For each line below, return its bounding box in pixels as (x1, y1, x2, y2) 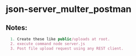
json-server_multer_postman (6, 3, 132, 15)
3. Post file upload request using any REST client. (10, 46, 124, 51)
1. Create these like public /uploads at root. (10, 36, 110, 41)
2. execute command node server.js (10, 41, 85, 46)
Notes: (6, 23, 27, 32)
